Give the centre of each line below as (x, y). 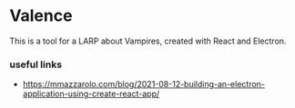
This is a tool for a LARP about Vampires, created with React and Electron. (148, 41)
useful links (36, 64)
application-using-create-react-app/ (91, 94)
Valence (41, 16)
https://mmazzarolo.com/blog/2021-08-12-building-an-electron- (144, 84)
